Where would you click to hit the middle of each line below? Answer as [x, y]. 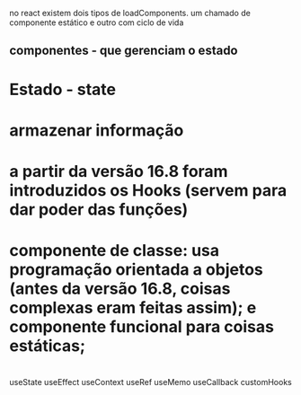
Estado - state [63, 89]
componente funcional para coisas [142, 327]
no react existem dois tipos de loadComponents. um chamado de [130, 13]
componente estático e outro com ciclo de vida [97, 22]
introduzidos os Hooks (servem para [148, 190]
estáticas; [48, 346]
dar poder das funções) [99, 209]
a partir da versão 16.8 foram [119, 171]
